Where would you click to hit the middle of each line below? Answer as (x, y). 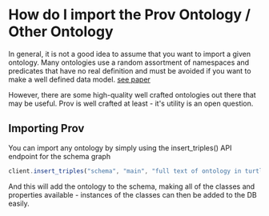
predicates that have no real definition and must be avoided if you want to (130, 70)
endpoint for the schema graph (59, 156)
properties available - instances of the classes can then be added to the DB (133, 194)
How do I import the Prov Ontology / (129, 15)
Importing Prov (46, 128)
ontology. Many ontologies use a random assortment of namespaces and (129, 62)
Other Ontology (61, 32)
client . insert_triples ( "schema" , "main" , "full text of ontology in (125, 171)
